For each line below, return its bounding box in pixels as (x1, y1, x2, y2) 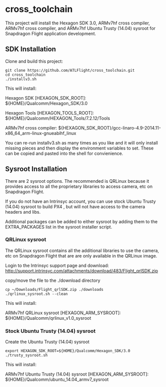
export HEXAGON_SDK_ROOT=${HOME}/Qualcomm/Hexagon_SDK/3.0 (5, 349, 131, 354)
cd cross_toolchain (5, 72, 46, 77)
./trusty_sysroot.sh (5, 353, 48, 358)
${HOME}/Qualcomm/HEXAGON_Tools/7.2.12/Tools (5, 115, 111, 121)
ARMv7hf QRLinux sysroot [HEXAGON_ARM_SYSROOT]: (5, 310, 121, 316)
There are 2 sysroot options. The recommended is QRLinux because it (5, 178, 150, 184)
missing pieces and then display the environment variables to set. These (5, 145, 154, 151)
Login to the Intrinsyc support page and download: (5, 262, 109, 268)
